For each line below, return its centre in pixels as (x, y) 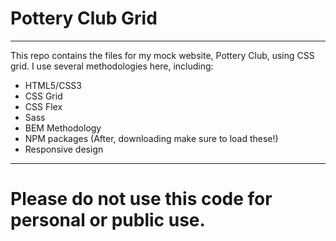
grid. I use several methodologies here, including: (112, 66)
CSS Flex (43, 106)
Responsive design (64, 149)
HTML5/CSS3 (53, 85)
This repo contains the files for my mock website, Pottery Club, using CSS (162, 55)
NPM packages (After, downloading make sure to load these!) (151, 138)
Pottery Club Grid (84, 18)
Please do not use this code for (141, 199)
